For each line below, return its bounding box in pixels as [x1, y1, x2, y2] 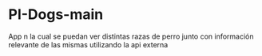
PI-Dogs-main [8, 6, 104, 24]
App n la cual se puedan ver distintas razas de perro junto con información [8, 32, 254, 41]
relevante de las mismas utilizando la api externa [8, 39, 169, 49]
